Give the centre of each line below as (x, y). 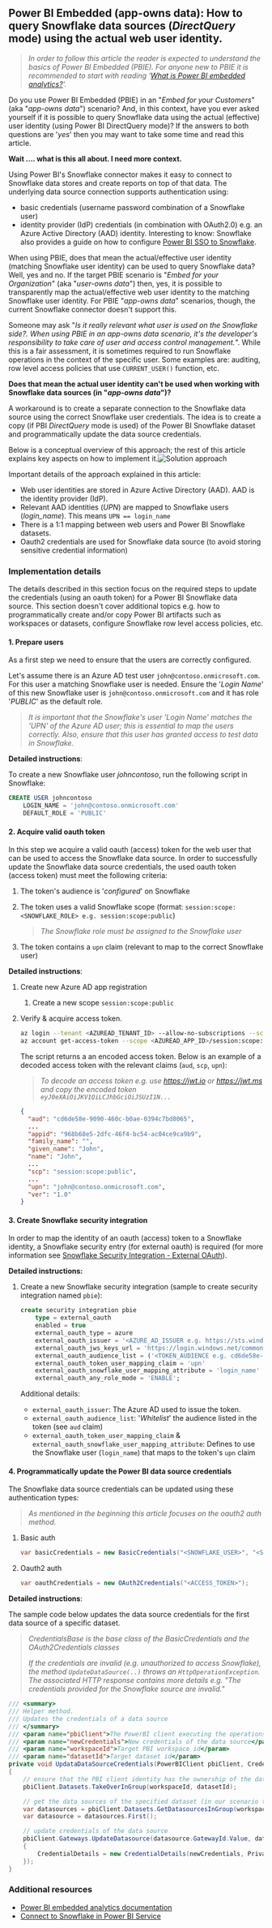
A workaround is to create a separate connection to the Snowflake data (127, 408)
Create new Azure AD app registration (83, 987)
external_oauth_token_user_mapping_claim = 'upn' (120, 1363)
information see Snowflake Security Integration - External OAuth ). (118, 1255)
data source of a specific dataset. (64, 1623)
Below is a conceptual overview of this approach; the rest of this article (127, 450)
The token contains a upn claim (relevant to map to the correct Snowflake (142, 947)
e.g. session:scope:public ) (129, 915)
